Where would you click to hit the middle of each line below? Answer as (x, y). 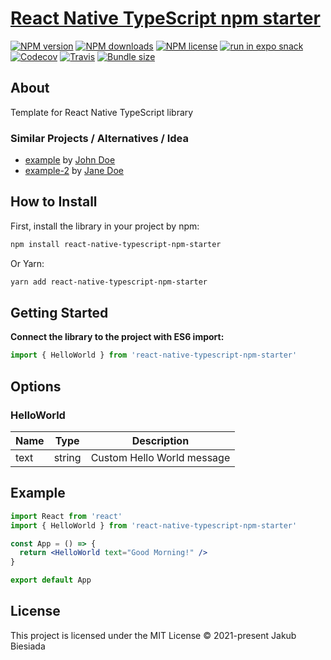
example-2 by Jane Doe (74, 171)
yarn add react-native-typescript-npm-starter (109, 282)
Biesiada (28, 646)
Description (160, 440)
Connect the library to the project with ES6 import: (117, 337)
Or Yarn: (27, 263)
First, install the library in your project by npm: (105, 226)
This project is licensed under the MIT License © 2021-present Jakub (153, 635)
